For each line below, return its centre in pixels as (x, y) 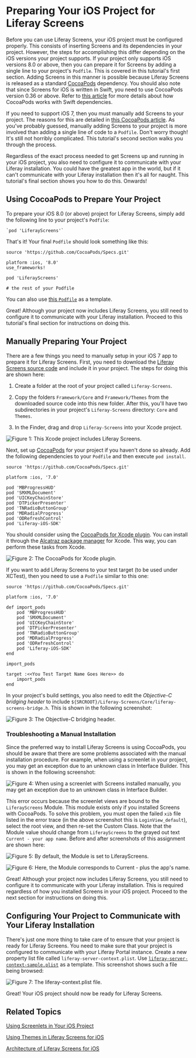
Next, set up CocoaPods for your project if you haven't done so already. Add (98, 450)
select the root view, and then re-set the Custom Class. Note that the (89, 826)
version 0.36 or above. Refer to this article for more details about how (90, 96)
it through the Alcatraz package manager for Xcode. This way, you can (91, 540)
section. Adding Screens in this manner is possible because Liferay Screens (97, 77)
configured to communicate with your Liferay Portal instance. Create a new (97, 952)
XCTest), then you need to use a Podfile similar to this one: (78, 576)
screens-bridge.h (27, 708)
